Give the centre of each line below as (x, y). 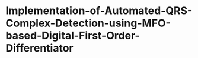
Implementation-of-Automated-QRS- (99, 11)
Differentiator (39, 48)
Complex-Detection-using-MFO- (88, 23)
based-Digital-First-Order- (73, 36)
